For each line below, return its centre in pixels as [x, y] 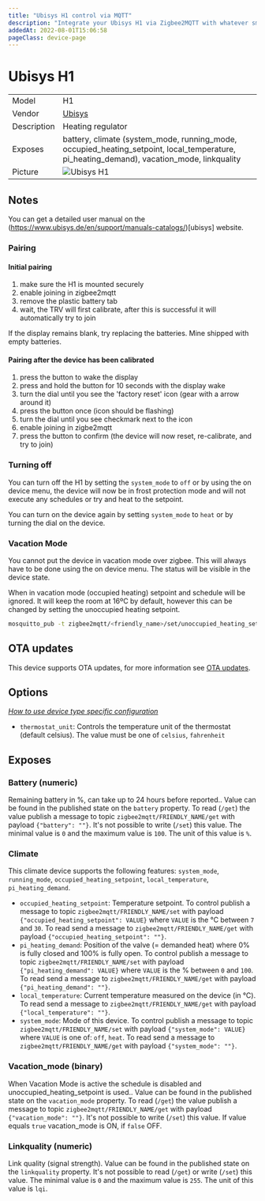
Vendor [26, 114]
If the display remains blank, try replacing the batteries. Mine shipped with [129, 334]
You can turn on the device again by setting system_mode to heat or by [121, 514]
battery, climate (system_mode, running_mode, [150, 139]
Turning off [30, 465]
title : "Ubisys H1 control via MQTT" [70, 15]
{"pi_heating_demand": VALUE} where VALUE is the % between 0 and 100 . [136, 970]
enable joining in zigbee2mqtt [68, 293]
